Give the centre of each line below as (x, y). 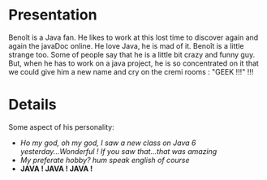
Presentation (53, 15)
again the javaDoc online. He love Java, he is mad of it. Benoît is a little (126, 45)
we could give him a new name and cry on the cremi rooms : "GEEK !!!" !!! (131, 71)
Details (32, 105)
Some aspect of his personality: (62, 126)
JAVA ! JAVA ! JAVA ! (56, 169)
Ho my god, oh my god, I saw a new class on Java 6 (108, 143)
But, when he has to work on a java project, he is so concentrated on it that (134, 63)
